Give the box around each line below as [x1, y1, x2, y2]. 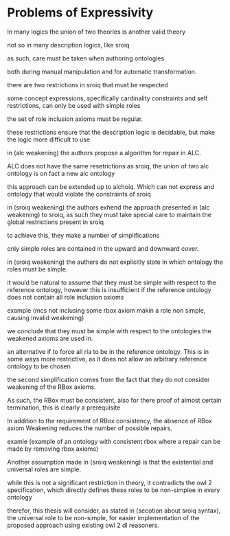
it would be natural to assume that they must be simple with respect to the [7, 278, 217, 287]
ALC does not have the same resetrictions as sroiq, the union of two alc [7, 161, 209, 170]
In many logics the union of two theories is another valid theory [7, 27, 186, 36]
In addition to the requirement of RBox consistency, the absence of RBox [7, 416, 213, 425]
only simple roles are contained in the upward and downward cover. [7, 244, 199, 252]
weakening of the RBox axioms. [7, 383, 96, 391]
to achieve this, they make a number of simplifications [7, 231, 160, 239]
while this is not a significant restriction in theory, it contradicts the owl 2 [7, 478, 212, 487]
